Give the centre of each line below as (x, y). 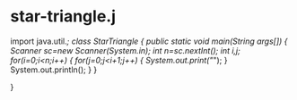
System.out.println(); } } (54, 70)
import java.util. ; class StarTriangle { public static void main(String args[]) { (149, 41)
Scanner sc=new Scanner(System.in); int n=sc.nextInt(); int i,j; (125, 50)
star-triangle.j (63, 17)
